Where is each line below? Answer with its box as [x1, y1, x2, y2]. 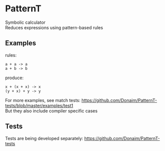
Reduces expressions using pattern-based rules [5, 24, 103, 30]
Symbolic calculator [5, 19, 46, 25]
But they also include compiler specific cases [5, 107, 98, 114]
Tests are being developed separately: [5, 135, 83, 141]
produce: [5, 75, 24, 81]
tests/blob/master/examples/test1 [5, 102, 73, 108]
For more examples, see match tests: [5, 97, 81, 103]
